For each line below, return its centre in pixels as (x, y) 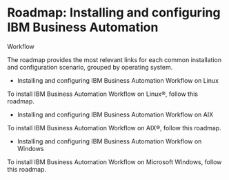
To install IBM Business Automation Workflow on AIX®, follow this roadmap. (114, 128)
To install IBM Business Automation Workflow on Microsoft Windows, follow (114, 162)
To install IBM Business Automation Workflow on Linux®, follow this (103, 94)
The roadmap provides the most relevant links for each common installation (114, 59)
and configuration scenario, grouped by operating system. (90, 67)
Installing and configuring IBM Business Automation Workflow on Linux (118, 80)
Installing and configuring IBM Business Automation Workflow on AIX (115, 114)
